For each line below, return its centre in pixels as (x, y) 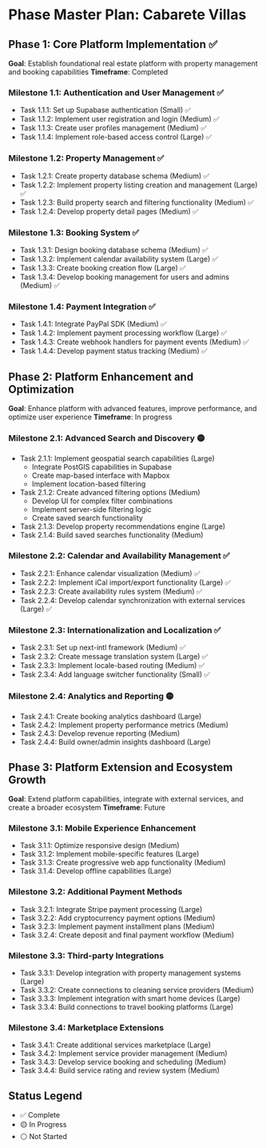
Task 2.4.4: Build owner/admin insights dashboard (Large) (115, 742)
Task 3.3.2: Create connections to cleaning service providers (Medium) (137, 990)
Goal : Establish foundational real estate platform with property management (133, 63)
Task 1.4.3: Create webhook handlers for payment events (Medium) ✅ (134, 342)
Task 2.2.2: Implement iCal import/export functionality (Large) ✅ (125, 582)
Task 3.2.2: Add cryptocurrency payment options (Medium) (117, 918)
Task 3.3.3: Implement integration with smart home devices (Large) (130, 998)
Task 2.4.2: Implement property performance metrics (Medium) (124, 725)
